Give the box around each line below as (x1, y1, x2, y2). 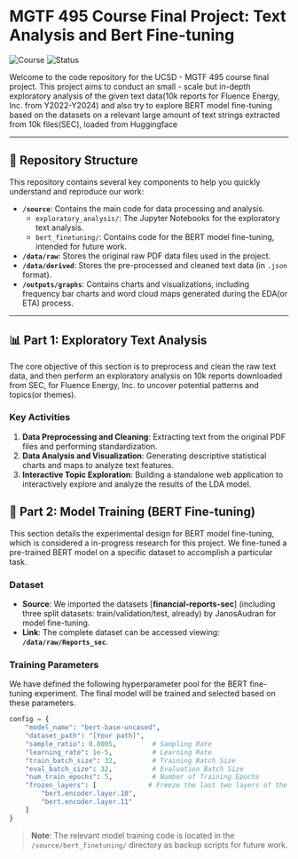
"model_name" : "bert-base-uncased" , (25, 723, 161, 732)
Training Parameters (9, 658, 99, 671)
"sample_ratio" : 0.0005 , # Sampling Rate (25, 739, 213, 748)
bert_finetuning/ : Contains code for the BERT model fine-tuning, (35, 231, 275, 242)
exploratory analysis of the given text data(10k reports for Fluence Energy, (9, 91, 280, 101)
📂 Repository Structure (9, 153, 138, 168)
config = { (9, 715, 50, 724)
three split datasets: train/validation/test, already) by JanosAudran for (21, 608, 277, 618)
